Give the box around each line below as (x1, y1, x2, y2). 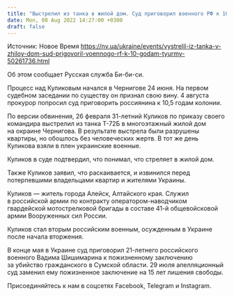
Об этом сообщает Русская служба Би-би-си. (7, 70, 144, 79)
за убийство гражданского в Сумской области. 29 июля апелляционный (7, 261, 224, 269)
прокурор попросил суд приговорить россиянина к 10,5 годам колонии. (7, 99, 222, 107)
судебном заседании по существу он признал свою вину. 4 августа (7, 91, 209, 99)
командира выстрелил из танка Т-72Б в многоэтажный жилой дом (7, 120, 207, 128)
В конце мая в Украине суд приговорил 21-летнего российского (7, 246, 198, 255)
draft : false (7, 23, 45, 30)
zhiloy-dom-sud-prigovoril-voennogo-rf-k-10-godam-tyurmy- (7, 49, 185, 58)
